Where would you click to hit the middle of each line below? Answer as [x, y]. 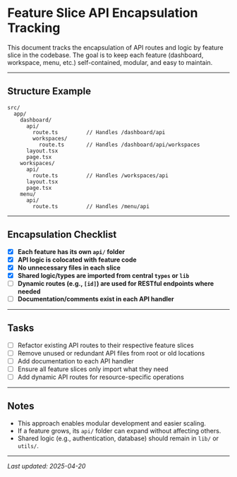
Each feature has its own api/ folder [71, 251]
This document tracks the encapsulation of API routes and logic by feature [115, 47]
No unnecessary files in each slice [69, 267]
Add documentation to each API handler [75, 361]
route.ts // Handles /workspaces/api [101, 175]
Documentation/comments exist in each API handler [96, 298]
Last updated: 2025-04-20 [47, 466]
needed [29, 291]
